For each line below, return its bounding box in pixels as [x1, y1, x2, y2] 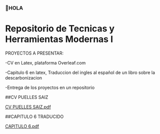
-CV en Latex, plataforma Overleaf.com [5, 59, 86, 65]
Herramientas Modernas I [5, 33, 113, 45]
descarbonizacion [5, 74, 42, 80]
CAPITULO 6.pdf [5, 123, 39, 129]
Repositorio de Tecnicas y [5, 23, 115, 34]
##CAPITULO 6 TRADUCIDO [5, 113, 64, 119]
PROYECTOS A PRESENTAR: [5, 50, 64, 56]
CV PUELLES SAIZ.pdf [5, 103, 51, 109]
